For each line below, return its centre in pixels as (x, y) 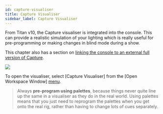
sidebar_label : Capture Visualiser (41, 19)
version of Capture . (24, 58)
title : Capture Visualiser (33, 14)
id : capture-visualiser (29, 10)
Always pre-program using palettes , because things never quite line (86, 91)
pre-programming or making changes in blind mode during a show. (73, 43)
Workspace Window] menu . (33, 82)
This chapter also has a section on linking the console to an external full (77, 52)
